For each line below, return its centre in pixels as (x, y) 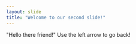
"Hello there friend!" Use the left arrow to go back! (68, 34)
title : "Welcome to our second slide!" (56, 17)
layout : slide (24, 12)
